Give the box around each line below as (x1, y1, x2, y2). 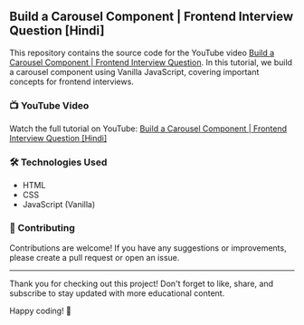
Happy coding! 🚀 (9, 305, 72, 316)
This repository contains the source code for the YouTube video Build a (9, 47, 275, 58)
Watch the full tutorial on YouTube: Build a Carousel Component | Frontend (9, 123, 288, 134)
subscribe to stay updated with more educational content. (9, 287, 225, 299)
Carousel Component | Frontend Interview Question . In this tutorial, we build (9, 56, 292, 68)
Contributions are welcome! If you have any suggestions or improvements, (9, 242, 287, 253)
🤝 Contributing (9, 222, 75, 234)
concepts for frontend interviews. (9, 76, 134, 87)
